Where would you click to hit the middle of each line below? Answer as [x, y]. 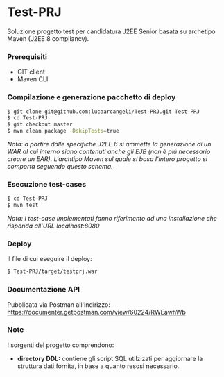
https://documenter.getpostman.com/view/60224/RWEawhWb [96, 312]
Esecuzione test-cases [47, 184]
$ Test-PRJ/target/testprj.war [52, 271]
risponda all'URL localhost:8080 [53, 226]
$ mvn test [23, 206]
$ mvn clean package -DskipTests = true [63, 131]
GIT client [31, 72]
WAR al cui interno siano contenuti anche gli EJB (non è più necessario [109, 152]
